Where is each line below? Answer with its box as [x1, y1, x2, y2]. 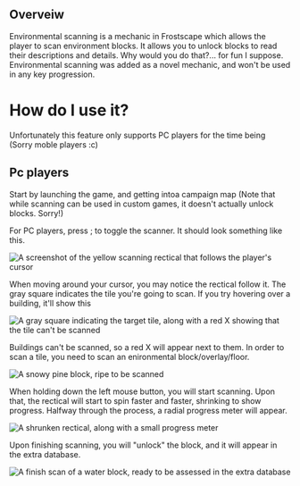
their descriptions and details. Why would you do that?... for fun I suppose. [9, 49, 284, 61]
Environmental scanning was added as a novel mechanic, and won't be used [9, 59, 291, 70]
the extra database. [9, 448, 81, 459]
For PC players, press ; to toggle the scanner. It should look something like [9, 225, 283, 236]
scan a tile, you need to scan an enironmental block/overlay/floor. [9, 351, 250, 362]
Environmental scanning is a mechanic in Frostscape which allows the [9, 30, 266, 41]
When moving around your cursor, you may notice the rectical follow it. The [9, 279, 287, 289]
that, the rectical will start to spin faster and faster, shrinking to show [9, 395, 262, 406]
